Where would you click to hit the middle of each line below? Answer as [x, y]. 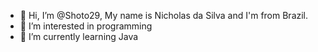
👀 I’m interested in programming [86, 26]
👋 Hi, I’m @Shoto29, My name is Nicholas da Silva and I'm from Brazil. [164, 15]
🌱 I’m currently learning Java [79, 36]
